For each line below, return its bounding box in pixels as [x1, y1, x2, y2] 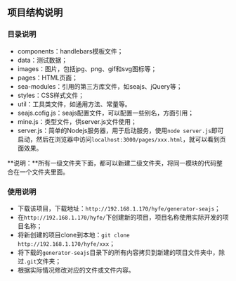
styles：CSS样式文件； [17, 91, 85, 99]
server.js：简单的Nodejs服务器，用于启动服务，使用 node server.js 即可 [17, 126, 224, 135]
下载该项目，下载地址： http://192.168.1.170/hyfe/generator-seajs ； [17, 204, 221, 213]
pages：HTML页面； [17, 73, 79, 82]
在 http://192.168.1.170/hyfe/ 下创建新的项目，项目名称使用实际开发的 [17, 213, 223, 221]
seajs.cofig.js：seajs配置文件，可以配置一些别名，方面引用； [17, 108, 195, 117]
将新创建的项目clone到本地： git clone [17, 230, 130, 239]
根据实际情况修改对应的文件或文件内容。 [17, 266, 135, 274]
